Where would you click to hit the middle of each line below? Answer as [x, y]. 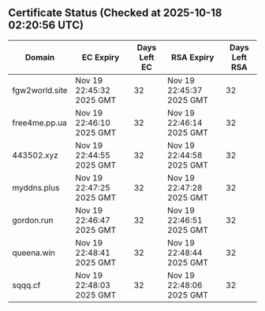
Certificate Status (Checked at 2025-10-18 [115, 13]
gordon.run [33, 220]
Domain [40, 57]
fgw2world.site [40, 90]
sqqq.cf [26, 285]
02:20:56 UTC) [46, 26]
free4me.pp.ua [39, 123]
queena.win [34, 253]
